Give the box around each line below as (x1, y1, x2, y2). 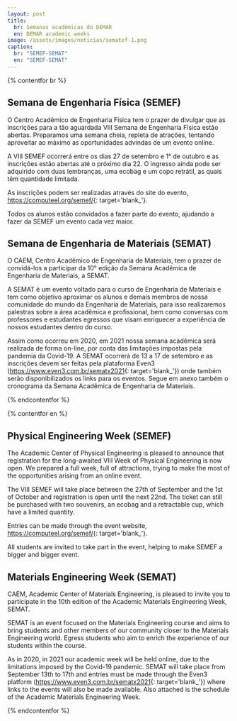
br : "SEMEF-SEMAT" (13, 50, 69, 57)
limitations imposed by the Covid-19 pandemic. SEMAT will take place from (7, 663, 226, 671)
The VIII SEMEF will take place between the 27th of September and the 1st (7, 485, 224, 494)
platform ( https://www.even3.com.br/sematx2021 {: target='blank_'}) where (7, 678, 226, 686)
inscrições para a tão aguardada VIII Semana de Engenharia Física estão (7, 123, 219, 131)
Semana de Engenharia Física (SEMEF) (7, 97, 182, 109)
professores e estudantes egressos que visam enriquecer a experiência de (7, 315, 226, 324)
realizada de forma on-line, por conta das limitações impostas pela (7, 344, 202, 353)
